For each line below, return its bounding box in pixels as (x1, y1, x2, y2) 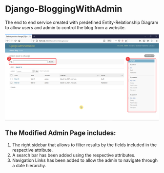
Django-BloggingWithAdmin (5, 3, 123, 15)
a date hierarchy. (12, 162, 46, 168)
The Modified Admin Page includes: (5, 129, 116, 137)
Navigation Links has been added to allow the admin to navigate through (12, 157, 158, 163)
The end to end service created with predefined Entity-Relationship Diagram (5, 19, 159, 25)
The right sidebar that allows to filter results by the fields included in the (12, 142, 157, 148)
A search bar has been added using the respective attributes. (12, 152, 136, 158)
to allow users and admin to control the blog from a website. (5, 24, 126, 30)
